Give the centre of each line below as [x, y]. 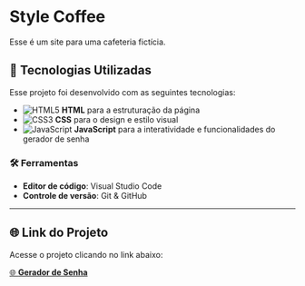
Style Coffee [58, 17]
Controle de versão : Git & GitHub [85, 196]
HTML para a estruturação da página [131, 110]
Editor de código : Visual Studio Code [92, 186]
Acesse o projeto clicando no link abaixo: [86, 254]
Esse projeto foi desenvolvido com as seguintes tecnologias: [123, 92]
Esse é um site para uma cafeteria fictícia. [88, 42]
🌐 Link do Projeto [59, 233]
